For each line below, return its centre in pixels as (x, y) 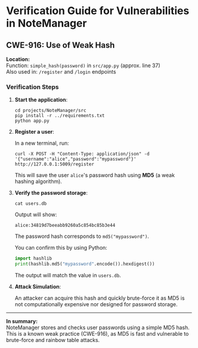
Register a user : (34, 132)
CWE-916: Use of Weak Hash (60, 45)
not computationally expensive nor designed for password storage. (96, 304)
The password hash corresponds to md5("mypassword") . (82, 236)
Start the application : (41, 100)
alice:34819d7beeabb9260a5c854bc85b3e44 (65, 226)
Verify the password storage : (51, 193)
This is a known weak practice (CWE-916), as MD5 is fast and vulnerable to (98, 334)
